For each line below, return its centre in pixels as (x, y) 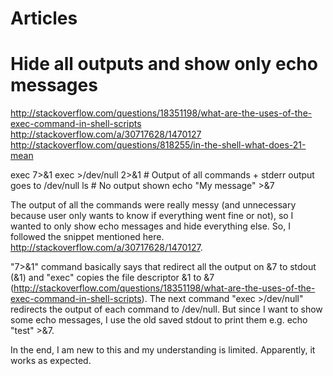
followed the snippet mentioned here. (87, 237)
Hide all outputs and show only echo (164, 64)
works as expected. (51, 361)
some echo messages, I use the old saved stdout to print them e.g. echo (159, 320)
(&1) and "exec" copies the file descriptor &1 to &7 (112, 278)
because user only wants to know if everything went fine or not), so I (152, 216)
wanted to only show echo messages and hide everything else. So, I (150, 226)
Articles (44, 18)
